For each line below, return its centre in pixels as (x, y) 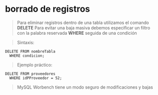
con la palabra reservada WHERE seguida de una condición (77, 33)
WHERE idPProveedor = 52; (36, 78)
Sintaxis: (26, 42)
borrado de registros (48, 9)
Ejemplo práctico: (35, 65)
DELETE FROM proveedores (30, 74)
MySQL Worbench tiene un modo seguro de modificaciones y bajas (85, 87)
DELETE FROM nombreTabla (30, 51)
